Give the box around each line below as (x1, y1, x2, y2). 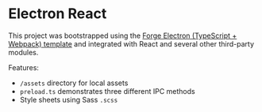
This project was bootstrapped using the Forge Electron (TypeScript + (8, 31, 237, 40)
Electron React (8, 5, 107, 23)
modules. (8, 47, 39, 57)
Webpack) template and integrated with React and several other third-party (8, 39, 255, 48)
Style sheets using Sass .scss (19, 95, 118, 104)
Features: (8, 62, 40, 72)
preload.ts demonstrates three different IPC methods (19, 86, 196, 95)
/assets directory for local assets (19, 78, 129, 88)
